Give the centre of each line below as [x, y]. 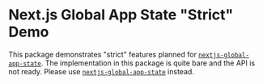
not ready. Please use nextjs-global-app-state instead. [101, 71]
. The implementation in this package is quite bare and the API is [148, 63]
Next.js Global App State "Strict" [121, 15]
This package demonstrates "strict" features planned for [102, 54]
